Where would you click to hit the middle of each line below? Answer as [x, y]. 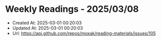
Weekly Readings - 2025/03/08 [72, 9]
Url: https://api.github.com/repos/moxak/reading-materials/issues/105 [84, 33]
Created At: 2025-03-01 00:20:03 [47, 23]
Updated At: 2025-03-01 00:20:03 [47, 28]
